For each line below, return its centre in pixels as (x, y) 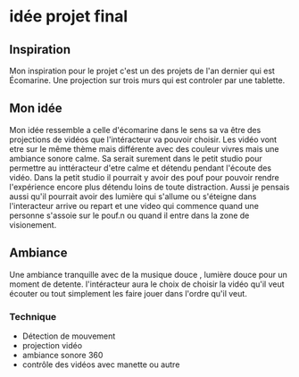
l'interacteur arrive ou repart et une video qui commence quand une (134, 205)
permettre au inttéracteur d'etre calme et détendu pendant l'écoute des (141, 168)
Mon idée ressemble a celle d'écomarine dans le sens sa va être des (135, 130)
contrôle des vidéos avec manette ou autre (101, 364)
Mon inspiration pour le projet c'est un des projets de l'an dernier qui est (142, 71)
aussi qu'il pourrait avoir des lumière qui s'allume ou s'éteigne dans (133, 196)
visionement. (33, 224)
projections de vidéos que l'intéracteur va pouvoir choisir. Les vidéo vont (143, 139)
